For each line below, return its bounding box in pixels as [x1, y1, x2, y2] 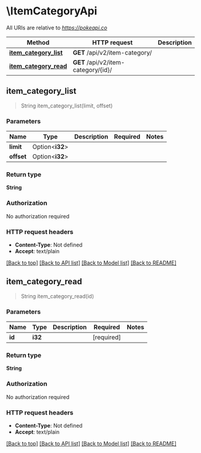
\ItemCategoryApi [6, 4, 98, 18]
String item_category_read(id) [20, 292, 95, 299]
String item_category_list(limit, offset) [20, 102, 113, 109]
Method [26, 38, 50, 46]
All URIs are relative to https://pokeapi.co [6, 24, 108, 31]
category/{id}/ [72, 65, 112, 74]
